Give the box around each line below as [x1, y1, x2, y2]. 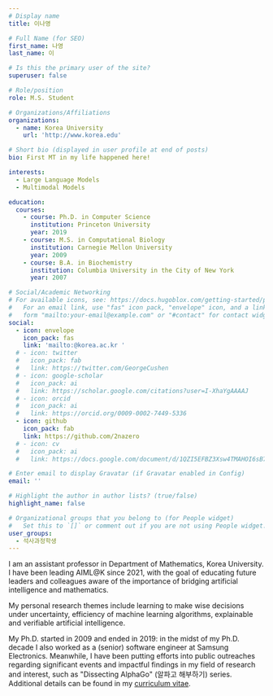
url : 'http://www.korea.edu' [23, 131, 122, 139]
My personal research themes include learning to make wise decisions [8, 601, 245, 611]
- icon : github [15, 417, 67, 426]
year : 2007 [29, 274, 67, 282]
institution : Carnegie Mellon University [29, 243, 173, 252]
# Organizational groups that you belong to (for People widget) [8, 514, 234, 522]
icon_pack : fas [23, 334, 75, 342]
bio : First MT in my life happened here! [8, 154, 151, 162]
